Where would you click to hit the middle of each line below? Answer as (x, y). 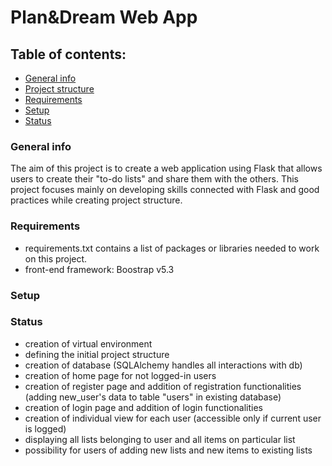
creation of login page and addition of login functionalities (143, 407)
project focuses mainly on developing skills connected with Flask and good (165, 190)
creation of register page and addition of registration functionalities (163, 386)
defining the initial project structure (97, 354)
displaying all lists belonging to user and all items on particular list (160, 439)
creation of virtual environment (88, 343)
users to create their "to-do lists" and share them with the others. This (155, 179)
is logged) (45, 428)
